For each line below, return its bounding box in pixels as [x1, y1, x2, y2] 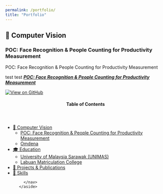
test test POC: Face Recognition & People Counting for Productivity [5, 74, 150, 80]
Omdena [20, 141, 39, 147]
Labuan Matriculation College [20, 159, 83, 165]
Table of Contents [66, 101, 105, 107]
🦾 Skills [12, 170, 29, 176]
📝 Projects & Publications [12, 164, 66, 171]
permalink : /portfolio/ [5, 7, 56, 13]
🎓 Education [12, 146, 41, 152]
